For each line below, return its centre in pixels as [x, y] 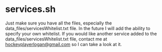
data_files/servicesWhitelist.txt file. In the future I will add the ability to [78, 28]
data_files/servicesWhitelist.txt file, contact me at [56, 39]
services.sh [30, 9]
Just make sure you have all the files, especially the [59, 23]
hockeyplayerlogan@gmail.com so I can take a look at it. [64, 44]
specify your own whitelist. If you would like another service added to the [81, 33]
